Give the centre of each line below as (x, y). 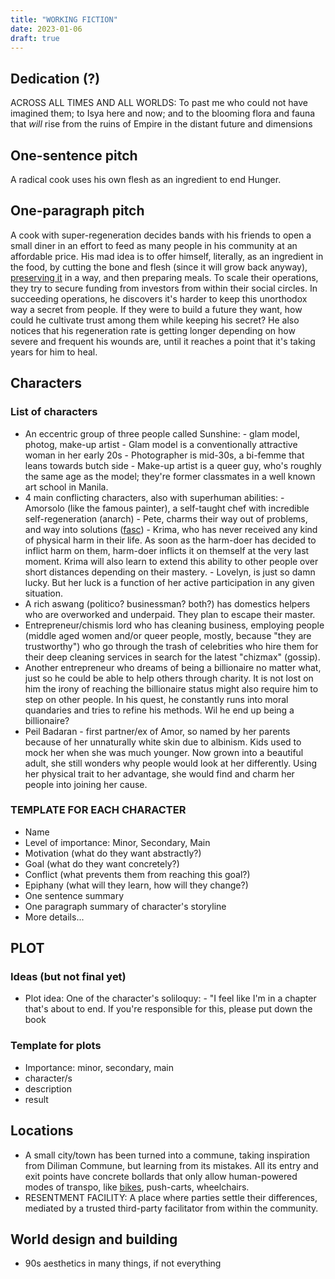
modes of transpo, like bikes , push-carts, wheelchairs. (137, 1187)
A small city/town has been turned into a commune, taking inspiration (167, 1155)
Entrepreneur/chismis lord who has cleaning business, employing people (174, 625)
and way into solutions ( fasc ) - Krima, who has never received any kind (171, 529)
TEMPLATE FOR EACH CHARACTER (98, 810)
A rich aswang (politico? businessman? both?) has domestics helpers (167, 603)
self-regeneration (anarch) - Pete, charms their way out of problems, (166, 518)
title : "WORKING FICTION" (64, 19)
